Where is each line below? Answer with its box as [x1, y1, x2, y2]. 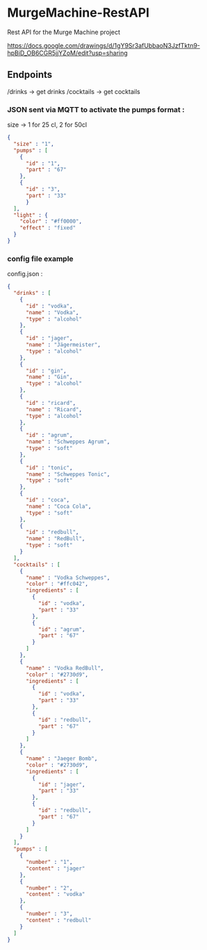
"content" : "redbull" [25, 917, 92, 924]
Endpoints [7, 69, 53, 81]
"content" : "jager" [25, 864, 85, 872]
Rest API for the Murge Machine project [7, 28, 120, 36]
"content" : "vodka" [25, 891, 85, 898]
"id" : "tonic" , [25, 464, 73, 471]
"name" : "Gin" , [25, 373, 73, 380]
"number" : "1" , [25, 859, 73, 866]
